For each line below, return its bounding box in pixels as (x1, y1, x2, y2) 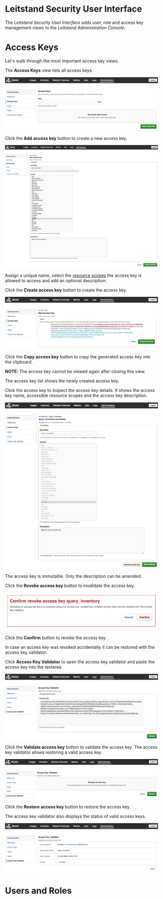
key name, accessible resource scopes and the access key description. (5, 392, 148, 398)
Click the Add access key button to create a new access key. (5, 135, 128, 141)
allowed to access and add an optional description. (5, 278, 107, 284)
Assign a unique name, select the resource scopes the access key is (5, 273, 142, 278)
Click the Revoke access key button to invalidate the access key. (5, 583, 135, 588)
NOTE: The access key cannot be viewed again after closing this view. (5, 369, 146, 374)
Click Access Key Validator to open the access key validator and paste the (5, 659, 155, 665)
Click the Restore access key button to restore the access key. (5, 803, 131, 810)
